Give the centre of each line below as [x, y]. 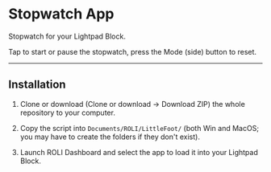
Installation [37, 85]
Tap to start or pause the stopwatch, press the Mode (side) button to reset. [132, 51]
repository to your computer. [67, 113]
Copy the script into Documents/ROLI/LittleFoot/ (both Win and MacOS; [140, 128]
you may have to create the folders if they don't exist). [110, 137]
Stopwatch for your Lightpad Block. [67, 36]
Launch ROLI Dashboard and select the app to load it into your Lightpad [139, 152]
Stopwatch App [61, 14]
